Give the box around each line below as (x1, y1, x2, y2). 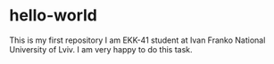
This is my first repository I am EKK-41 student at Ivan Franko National (9, 35, 266, 45)
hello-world (9, 5, 98, 26)
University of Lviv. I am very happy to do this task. (9, 44, 194, 54)
